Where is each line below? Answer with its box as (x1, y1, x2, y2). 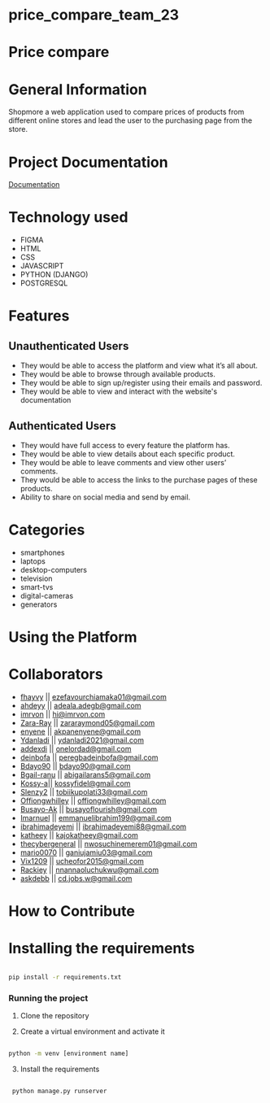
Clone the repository (20, 1011, 89, 1021)
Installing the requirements (8, 940, 195, 957)
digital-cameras (20, 591, 74, 600)
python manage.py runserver (11, 1088, 107, 1096)
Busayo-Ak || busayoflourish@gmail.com (20, 804, 158, 814)
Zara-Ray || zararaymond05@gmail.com (20, 718, 155, 728)
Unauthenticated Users (8, 339, 129, 353)
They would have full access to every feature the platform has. (20, 441, 230, 450)
